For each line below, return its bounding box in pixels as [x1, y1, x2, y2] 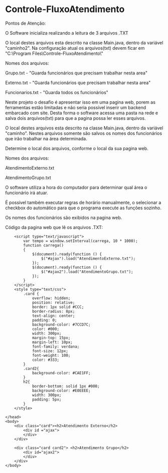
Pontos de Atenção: [5, 20, 46, 26]
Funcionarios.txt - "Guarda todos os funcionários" [5, 89, 109, 95]
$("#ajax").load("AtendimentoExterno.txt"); [41, 256, 136, 261]
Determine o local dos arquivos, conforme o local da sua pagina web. [5, 145, 149, 151]
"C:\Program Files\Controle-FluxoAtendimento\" [5, 50, 104, 56]
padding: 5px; [32, 397, 62, 402]
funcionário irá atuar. [5, 190, 49, 196]
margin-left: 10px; [32, 340, 73, 345]
